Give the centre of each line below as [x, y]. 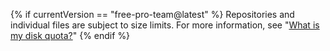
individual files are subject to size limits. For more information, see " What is [165, 25]
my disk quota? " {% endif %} [70, 35]
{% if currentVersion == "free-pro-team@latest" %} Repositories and [152, 14]
